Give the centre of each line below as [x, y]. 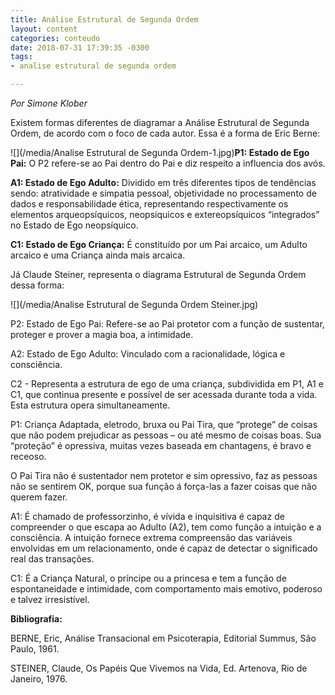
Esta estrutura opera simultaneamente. [90, 405]
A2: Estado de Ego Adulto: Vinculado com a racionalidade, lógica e [148, 354]
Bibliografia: [36, 619]
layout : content [44, 29]
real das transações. [52, 559]
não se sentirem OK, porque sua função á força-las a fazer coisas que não [164, 486]
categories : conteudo [55, 38]
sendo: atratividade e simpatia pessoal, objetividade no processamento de [163, 193]
